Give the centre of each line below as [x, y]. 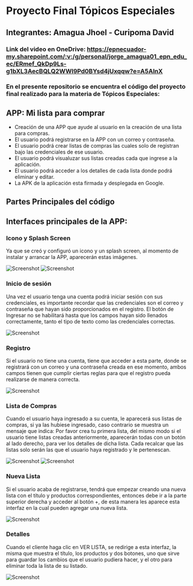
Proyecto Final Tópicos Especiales [90, 11]
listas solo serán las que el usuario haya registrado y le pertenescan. [88, 450]
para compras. [32, 134]
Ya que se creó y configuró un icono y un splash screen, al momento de [92, 251]
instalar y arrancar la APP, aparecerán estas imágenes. [72, 257]
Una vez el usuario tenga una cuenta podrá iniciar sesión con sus [85, 297]
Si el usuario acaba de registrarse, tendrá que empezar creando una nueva [96, 489]
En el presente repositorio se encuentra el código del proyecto [96, 87]
